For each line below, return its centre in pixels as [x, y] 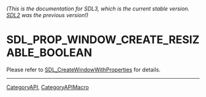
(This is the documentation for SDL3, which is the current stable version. [98, 9]
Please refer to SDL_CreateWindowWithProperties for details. [83, 70]
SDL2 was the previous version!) [48, 15]
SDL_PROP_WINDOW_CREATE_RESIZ [103, 39]
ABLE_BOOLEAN [49, 52]
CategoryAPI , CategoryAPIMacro [48, 87]
